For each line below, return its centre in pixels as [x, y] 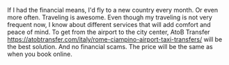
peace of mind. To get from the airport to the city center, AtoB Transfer [109, 32]
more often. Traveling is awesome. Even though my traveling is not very [110, 17]
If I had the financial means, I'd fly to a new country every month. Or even [112, 10]
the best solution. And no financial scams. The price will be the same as [110, 47]
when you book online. [40, 54]
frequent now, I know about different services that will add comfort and [109, 25]
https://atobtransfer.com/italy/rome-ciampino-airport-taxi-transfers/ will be [115, 39]
